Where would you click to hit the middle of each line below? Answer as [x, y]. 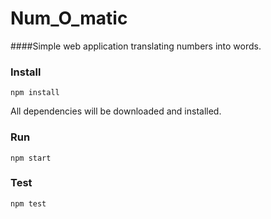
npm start [31, 158]
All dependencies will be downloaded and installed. [116, 111]
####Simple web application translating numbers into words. [136, 46]
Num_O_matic [69, 18]
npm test [28, 203]
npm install [35, 93]
